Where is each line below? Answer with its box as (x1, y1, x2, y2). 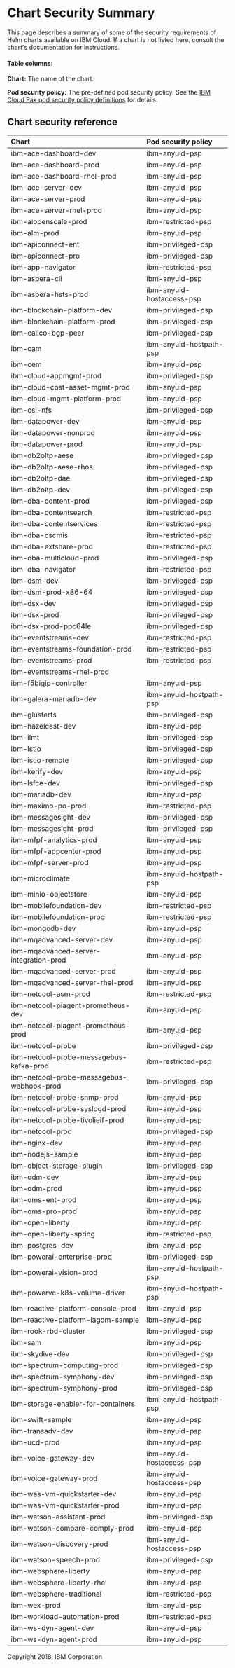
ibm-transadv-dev (10, 1426, 73, 1435)
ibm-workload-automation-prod (10, 1611, 120, 1621)
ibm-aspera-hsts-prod (10, 289, 89, 299)
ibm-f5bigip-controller (10, 678, 87, 688)
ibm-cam (10, 343, 42, 353)
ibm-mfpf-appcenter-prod (10, 846, 101, 856)
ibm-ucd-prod (10, 1438, 60, 1447)
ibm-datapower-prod (10, 439, 83, 449)
